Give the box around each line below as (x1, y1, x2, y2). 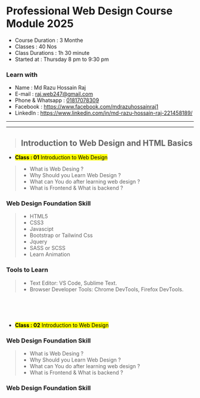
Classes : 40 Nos (14, 43, 57, 50)
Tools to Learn (6, 266, 49, 274)
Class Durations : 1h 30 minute (14, 49, 90, 56)
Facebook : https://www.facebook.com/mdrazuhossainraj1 (14, 103, 159, 110)
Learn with (6, 70, 38, 79)
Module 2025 (6, 17, 74, 30)
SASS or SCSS (29, 245, 65, 252)
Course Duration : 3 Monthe (14, 36, 83, 44)
